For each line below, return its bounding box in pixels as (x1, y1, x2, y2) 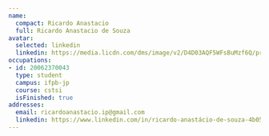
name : (8, 11, 26, 20)
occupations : (8, 57, 52, 65)
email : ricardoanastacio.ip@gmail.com (15, 109, 146, 117)
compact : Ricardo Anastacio (15, 19, 110, 27)
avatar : (8, 34, 34, 42)
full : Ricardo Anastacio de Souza (15, 26, 130, 34)
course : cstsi (15, 86, 62, 94)
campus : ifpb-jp (15, 78, 70, 86)
